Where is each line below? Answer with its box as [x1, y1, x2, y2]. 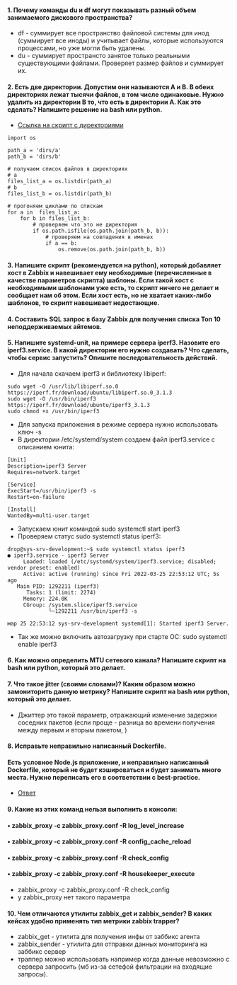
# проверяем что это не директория [33, 221, 138, 229]
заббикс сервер [17, 947, 67, 956]
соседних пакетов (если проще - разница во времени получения [17, 718, 215, 727]
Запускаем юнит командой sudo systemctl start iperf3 [17, 524, 180, 533]
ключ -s [17, 427, 42, 436]
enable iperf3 [17, 640, 57, 648]
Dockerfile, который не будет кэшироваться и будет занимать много [7, 765, 221, 774]
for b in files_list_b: [20, 215, 91, 222]
